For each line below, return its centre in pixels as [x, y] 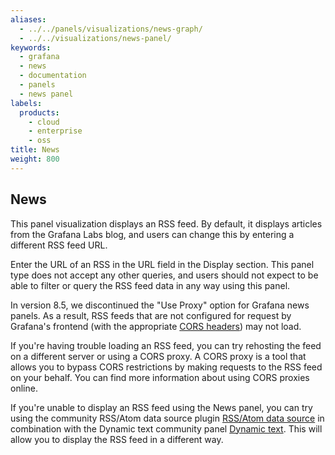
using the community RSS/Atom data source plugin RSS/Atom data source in [167, 418]
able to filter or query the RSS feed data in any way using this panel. [150, 285]
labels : [26, 103]
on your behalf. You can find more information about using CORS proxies [160, 377]
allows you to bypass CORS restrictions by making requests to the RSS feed [166, 367]
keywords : [31, 47]
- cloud [44, 122]
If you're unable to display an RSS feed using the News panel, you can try [161, 407]
